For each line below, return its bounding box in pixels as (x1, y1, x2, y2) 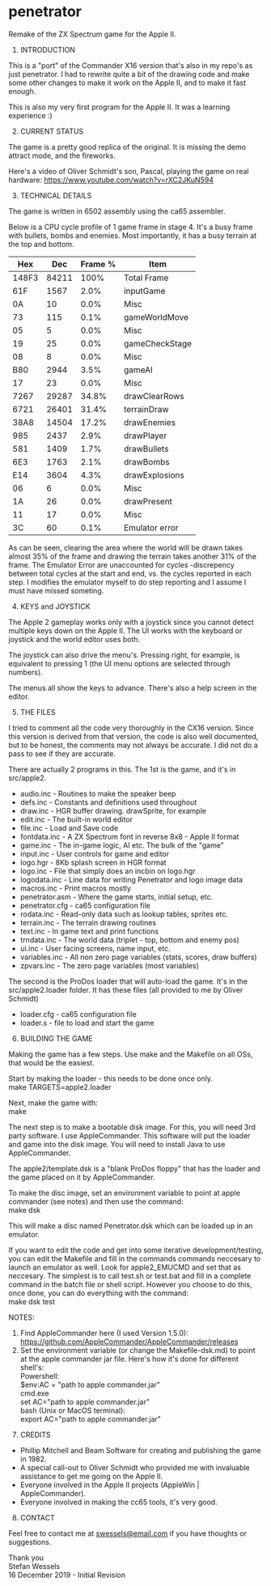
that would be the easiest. (8, 1057, 95, 1067)
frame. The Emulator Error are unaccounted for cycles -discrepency (8, 559, 235, 569)
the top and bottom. (8, 239, 74, 249)
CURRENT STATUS (19, 126, 84, 136)
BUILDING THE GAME (19, 1033, 93, 1043)
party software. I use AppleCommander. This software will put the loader (8, 1130, 251, 1140)
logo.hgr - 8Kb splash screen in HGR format (19, 857, 167, 867)
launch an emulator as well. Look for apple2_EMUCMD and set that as (8, 1262, 241, 1272)
